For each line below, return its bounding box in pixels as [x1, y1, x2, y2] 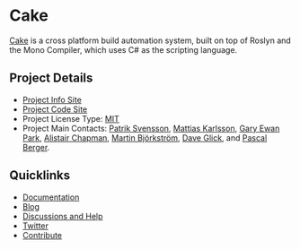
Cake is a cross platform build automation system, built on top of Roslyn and [9, 35, 292, 46]
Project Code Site [22, 104, 88, 115]
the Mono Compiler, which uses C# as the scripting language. [9, 44, 238, 55]
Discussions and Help [22, 210, 103, 221]
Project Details [9, 71, 93, 86]
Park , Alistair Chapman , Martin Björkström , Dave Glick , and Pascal [22, 132, 268, 143]
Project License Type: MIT [22, 113, 119, 124]
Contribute [22, 229, 63, 240]
